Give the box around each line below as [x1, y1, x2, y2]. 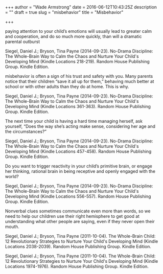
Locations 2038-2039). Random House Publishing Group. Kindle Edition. [5, 244, 152, 249]
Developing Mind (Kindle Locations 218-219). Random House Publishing [5, 59, 150, 64]
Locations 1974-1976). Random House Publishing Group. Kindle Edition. [5, 264, 149, 269]
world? [5, 174, 19, 179]
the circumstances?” [5, 129, 47, 134]
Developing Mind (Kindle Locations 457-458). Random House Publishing [5, 149, 152, 154]
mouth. [5, 224, 20, 229]
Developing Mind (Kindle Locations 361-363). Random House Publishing [5, 104, 151, 109]
